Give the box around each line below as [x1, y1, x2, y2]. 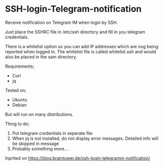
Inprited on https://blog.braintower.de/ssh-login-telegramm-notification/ [5, 155, 150, 161]
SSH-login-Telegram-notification [5, 3, 142, 15]
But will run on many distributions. [5, 111, 74, 117]
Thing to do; [5, 121, 30, 127]
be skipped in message [12, 140, 60, 147]
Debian [12, 102, 27, 108]
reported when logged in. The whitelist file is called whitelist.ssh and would [5, 49, 156, 55]
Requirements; [5, 63, 35, 69]
